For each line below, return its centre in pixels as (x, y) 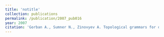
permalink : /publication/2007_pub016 (43, 18)
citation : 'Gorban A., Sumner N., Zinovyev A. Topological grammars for (81, 27)
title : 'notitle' (23, 9)
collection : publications (31, 14)
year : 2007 (16, 23)
